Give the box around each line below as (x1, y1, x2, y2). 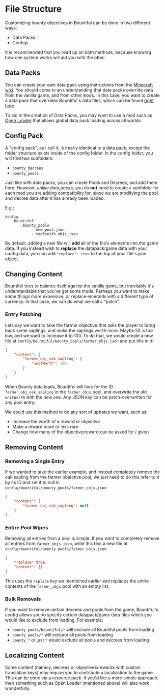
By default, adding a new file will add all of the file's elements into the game (5, 240, 158, 246)
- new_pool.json (31, 227, 65, 232)
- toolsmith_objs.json (31, 231, 78, 237)
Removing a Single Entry (5, 458, 65, 465)
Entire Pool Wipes (5, 524, 48, 531)
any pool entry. (5, 399, 36, 405)
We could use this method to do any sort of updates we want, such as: (5, 409, 148, 415)
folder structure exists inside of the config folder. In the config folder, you (5, 150, 153, 156)
